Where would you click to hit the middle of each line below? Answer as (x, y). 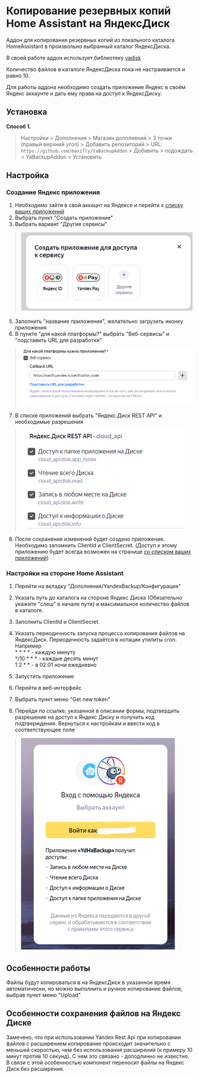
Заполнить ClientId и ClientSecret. (57, 622)
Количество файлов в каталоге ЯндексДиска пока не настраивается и (96, 69)
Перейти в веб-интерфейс (48, 688)
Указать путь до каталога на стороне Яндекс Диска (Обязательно (99, 598)
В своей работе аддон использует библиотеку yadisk (74, 58)
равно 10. (18, 75)
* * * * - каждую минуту (45, 652)
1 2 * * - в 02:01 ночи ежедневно (56, 665)
